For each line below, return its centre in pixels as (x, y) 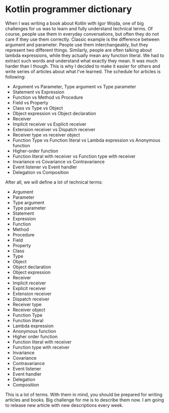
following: (15, 77)
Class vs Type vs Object (38, 108)
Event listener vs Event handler (45, 167)
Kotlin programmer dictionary (69, 9)
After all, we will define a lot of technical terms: (54, 182)
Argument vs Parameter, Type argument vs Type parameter (74, 86)
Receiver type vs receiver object (46, 135)
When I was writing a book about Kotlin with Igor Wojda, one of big (74, 23)
